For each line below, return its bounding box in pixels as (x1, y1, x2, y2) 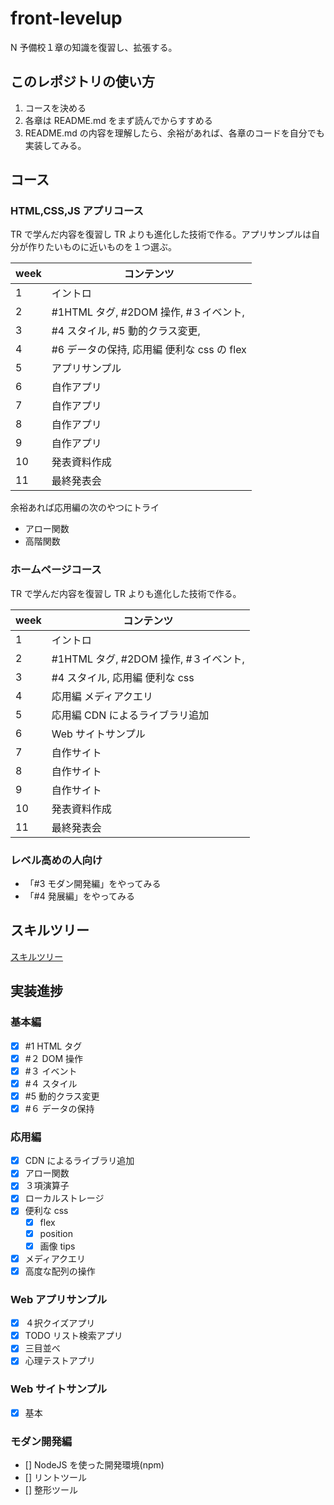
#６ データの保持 (24, 1102, 95, 1114)
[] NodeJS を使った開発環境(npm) (24, 1459, 165, 1471)
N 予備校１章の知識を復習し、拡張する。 (10, 41, 178, 53)
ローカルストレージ (24, 1192, 105, 1204)
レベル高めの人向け (10, 853, 103, 867)
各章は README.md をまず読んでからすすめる (24, 114, 213, 126)
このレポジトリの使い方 (10, 73, 155, 91)
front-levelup (10, 7, 123, 30)
